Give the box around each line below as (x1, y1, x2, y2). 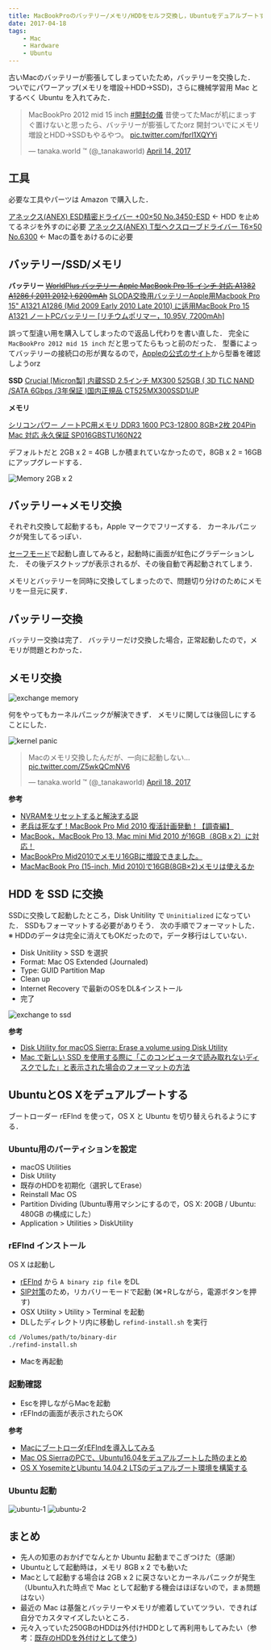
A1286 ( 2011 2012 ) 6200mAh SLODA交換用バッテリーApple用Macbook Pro (8, 291, 261, 300)
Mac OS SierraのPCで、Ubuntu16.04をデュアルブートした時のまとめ (19, 1453, 248, 1463)
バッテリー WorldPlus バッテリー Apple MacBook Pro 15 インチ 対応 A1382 (8, 280, 256, 291)
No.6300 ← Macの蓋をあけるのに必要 (8, 232, 134, 241)
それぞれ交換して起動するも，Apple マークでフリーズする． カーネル (8, 521, 236, 531)
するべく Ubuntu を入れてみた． (8, 93, 115, 102)
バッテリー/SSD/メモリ (8, 258, 123, 271)
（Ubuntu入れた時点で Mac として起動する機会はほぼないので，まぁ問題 (19, 1583, 261, 1593)
